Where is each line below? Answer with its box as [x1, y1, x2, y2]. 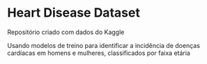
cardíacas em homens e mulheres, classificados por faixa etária [7, 49, 190, 57]
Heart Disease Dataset [7, 5, 141, 21]
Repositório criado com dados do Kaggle [7, 28, 125, 36]
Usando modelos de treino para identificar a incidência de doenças [7, 41, 201, 49]
